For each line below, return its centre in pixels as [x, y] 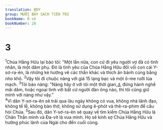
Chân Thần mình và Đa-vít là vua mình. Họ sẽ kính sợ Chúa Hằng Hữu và [79, 117]
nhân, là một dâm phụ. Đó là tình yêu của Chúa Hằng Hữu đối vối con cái [79, 67]
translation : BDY [23, 10]
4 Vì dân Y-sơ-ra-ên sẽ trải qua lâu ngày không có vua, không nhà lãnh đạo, [81, 100]
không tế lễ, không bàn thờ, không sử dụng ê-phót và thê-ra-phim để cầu [80, 106]
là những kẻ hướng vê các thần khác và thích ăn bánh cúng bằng [91, 72]
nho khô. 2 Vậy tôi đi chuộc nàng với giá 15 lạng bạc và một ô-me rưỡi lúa [79, 78]
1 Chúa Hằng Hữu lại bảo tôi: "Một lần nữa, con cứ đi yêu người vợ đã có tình [82, 62]
